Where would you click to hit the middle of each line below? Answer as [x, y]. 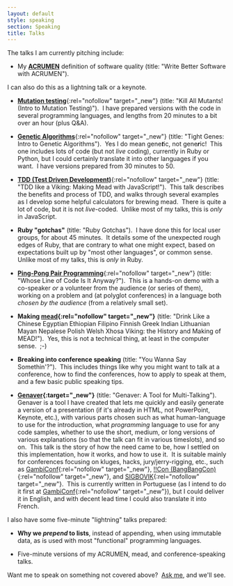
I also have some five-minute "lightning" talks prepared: [87, 520]
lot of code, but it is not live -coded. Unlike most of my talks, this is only [120, 209]
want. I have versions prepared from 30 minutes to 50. [96, 166]
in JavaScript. [37, 217]
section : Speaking [34, 26]
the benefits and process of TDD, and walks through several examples [118, 194]
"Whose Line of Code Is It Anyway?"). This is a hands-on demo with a [118, 281]
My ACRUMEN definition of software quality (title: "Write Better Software [121, 66]
